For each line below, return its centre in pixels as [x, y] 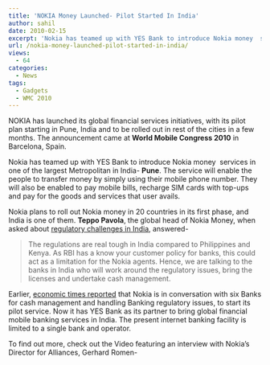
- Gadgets [32, 90]
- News [27, 76]
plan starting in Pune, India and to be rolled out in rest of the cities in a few [131, 129]
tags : [17, 83]
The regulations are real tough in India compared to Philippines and [139, 244]
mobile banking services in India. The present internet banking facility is [127, 320]
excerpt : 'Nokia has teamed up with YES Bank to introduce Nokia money [131, 38]
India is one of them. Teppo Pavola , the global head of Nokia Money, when [132, 220]
